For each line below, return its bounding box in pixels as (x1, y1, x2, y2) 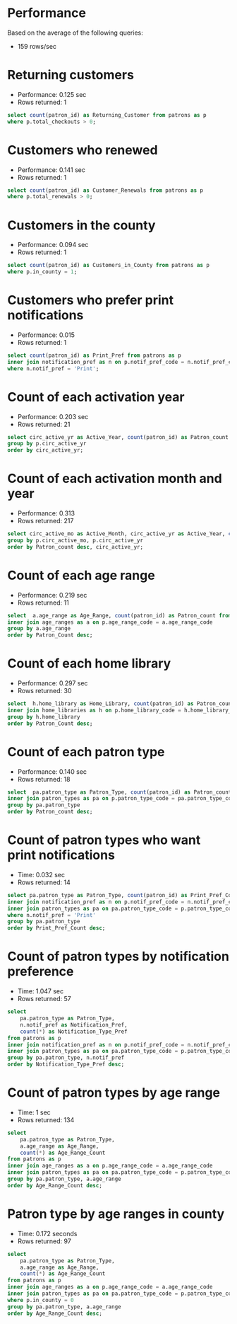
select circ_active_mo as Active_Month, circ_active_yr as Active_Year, (7, 530, 226, 537)
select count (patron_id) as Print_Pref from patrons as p (7, 352, 181, 359)
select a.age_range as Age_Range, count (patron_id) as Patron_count (7, 612, 217, 619)
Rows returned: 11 (17, 598, 69, 607)
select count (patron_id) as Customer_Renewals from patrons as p (7, 186, 203, 194)
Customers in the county (7, 217, 156, 233)
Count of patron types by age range (7, 1085, 221, 1101)
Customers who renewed (7, 142, 158, 158)
